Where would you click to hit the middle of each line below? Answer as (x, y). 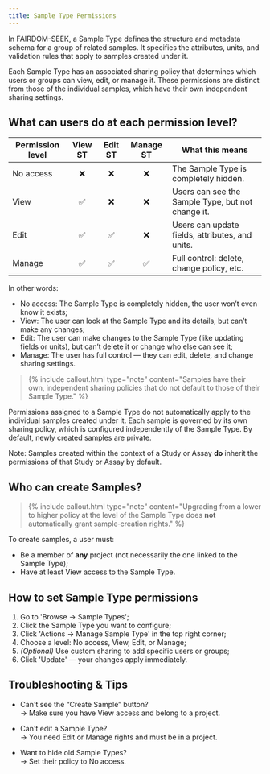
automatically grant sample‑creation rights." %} (106, 524)
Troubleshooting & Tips (68, 685)
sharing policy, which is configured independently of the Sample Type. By (131, 429)
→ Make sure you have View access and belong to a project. (120, 713)
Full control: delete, (208, 259)
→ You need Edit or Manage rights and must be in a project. (119, 737)
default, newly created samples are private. (80, 438)
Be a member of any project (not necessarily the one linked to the (129, 555)
